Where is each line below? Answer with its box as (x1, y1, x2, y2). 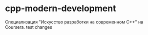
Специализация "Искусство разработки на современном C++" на (5, 19, 144, 25)
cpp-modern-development (5, 3, 116, 14)
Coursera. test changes (5, 24, 52, 30)
